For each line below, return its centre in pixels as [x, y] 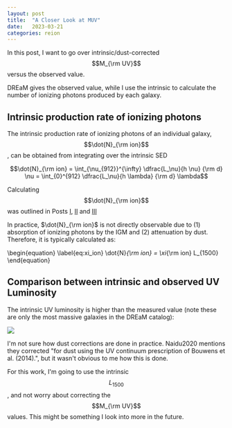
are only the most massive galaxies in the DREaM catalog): [91, 317]
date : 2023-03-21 [35, 26]
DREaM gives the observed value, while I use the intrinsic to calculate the [112, 88]
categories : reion [34, 33]
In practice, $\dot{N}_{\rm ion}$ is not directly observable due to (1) [104, 225]
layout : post [26, 14]
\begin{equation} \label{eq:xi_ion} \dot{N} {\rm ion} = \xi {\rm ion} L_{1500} [113, 253]
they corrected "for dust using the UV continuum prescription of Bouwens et [116, 350]
